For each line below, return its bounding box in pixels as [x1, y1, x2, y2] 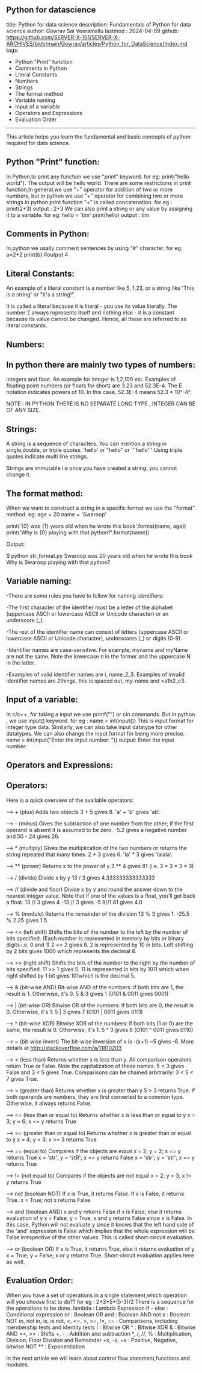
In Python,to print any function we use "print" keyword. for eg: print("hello [6, 173, 189, 180]
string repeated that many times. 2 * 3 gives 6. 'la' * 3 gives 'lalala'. [6, 851, 173, 858]
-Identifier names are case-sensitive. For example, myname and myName [6, 646, 188, 653]
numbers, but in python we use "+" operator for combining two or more [6, 192, 183, 199]
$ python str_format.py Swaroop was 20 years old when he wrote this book [6, 552, 193, 560]
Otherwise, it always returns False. [6, 1099, 92, 1107]
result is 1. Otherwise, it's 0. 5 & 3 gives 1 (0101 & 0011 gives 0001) [6, 990, 169, 997]
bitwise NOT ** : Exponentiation [6, 1343, 85, 1350]
